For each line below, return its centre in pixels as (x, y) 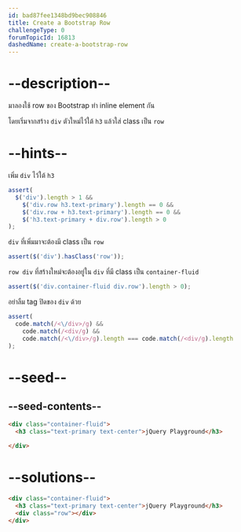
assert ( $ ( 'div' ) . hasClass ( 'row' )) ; (66, 257)
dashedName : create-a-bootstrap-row (68, 45)
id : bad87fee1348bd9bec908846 (58, 15)
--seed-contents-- (55, 406)
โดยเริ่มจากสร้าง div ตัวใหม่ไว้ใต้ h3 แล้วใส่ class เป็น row (86, 121)
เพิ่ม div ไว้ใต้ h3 (31, 175)
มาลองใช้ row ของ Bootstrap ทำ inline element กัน (82, 105)
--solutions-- (52, 478)
